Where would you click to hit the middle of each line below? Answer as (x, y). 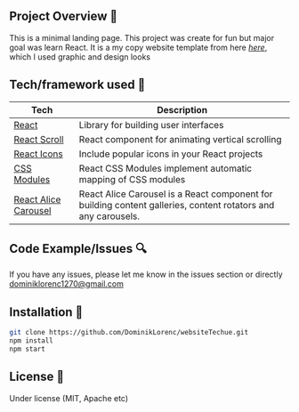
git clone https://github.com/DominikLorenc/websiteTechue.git (129, 333)
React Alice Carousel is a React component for (176, 194)
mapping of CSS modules (132, 179)
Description (182, 109)
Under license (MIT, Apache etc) (69, 398)
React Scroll (39, 139)
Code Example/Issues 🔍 (78, 249)
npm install (31, 341)
